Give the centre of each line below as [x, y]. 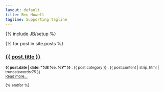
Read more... [17, 76]
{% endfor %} [17, 85]
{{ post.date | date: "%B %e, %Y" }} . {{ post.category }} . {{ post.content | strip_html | [82, 67]
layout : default [22, 10]
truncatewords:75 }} [23, 72]
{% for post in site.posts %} [34, 44]
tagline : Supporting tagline [36, 19]
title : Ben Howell [25, 15]
